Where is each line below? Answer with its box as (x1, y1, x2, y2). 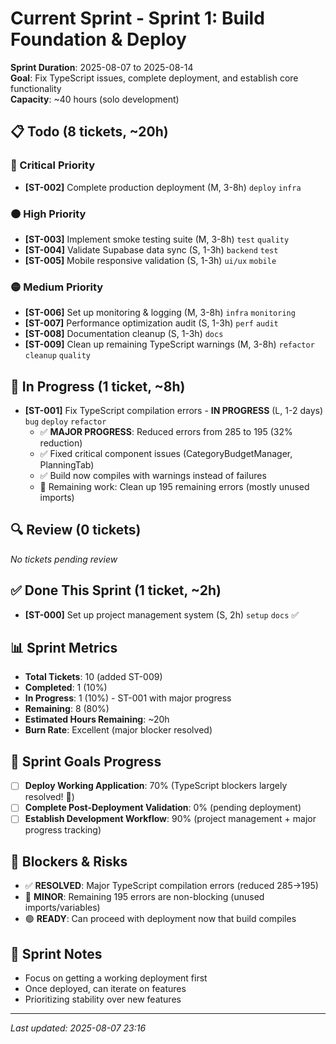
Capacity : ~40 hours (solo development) (10, 93, 180, 105)
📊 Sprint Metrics (10, 640, 118, 657)
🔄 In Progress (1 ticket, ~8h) (10, 378, 186, 395)
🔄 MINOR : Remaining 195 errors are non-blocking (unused (24, 891, 265, 903)
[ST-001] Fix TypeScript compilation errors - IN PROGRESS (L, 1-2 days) (24, 405, 323, 417)
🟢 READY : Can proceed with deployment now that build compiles (24, 913, 297, 925)
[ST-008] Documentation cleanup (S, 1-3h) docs (24, 328, 224, 340)
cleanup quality (24, 351, 91, 361)
